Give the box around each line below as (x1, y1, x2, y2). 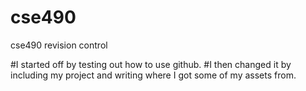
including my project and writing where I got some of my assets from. (10, 69, 297, 81)
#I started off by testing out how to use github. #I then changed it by (10, 58, 292, 70)
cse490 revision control (10, 39, 108, 51)
